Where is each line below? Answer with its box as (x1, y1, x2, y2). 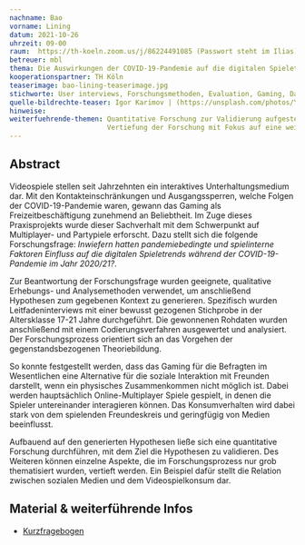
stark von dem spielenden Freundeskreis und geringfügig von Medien (9, 409, 271, 420)
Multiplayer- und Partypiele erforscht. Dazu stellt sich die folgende (9, 229, 259, 240)
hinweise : (9, 106, 47, 115)
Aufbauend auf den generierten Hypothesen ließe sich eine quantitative (9, 436, 278, 447)
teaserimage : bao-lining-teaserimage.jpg (9, 81, 169, 90)
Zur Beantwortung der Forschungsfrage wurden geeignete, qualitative (9, 275, 272, 286)
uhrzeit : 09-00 (9, 38, 67, 48)
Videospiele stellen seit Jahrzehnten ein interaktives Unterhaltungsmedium (9, 181, 290, 192)
